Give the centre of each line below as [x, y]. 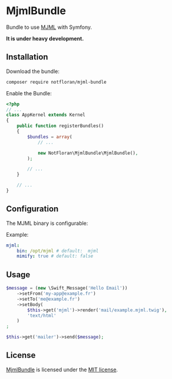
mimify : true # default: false [55, 256]
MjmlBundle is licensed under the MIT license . [62, 370]
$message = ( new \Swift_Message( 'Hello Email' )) [67, 288]
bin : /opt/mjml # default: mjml [58, 251]
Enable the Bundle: [29, 93]
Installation [27, 57]
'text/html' [42, 315]
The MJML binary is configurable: [47, 223]
